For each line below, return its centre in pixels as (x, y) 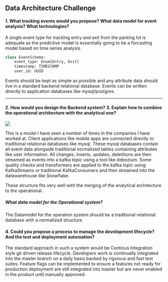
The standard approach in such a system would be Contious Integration (79, 248)
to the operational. (24, 191)
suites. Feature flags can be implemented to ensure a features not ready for (83, 264)
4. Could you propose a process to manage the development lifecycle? (80, 231)
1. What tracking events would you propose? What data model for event (81, 21)
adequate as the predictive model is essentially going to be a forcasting (79, 42)
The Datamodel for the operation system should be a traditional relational (80, 215)
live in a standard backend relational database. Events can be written (76, 86)
